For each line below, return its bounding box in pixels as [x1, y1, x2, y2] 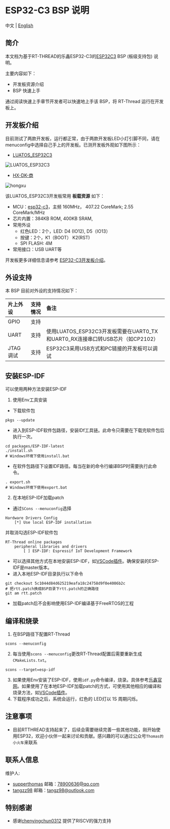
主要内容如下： [5, 70, 36, 76]
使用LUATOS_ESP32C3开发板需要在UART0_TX [46, 328, 158, 335]
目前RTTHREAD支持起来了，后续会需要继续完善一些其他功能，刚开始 [12, 726, 156, 732]
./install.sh [5, 448, 33, 454]
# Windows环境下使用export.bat [5, 485, 67, 490]
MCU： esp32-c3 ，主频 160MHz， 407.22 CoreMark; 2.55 [12, 204, 134, 210]
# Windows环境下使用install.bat [5, 454, 70, 459]
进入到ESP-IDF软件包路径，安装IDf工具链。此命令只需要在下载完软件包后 [12, 427, 165, 433]
